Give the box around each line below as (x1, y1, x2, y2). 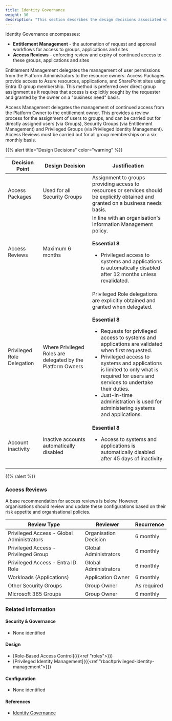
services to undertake (100, 379, 154, 386)
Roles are (42, 350, 66, 357)
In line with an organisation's (92, 215, 161, 222)
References (5, 698, 31, 705)
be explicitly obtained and (92, 193, 155, 200)
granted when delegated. (92, 303, 153, 310)
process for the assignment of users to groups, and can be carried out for (5, 115, 161, 121)
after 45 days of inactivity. (100, 455, 164, 462)
